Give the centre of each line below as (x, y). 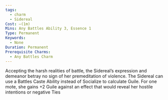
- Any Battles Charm (31, 57)
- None (17, 43)
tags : (11, 10)
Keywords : (16, 38)
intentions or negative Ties (33, 92)
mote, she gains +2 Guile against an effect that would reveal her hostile (79, 87)
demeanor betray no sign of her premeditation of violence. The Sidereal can (84, 76)
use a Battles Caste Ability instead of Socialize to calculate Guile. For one (81, 81)
